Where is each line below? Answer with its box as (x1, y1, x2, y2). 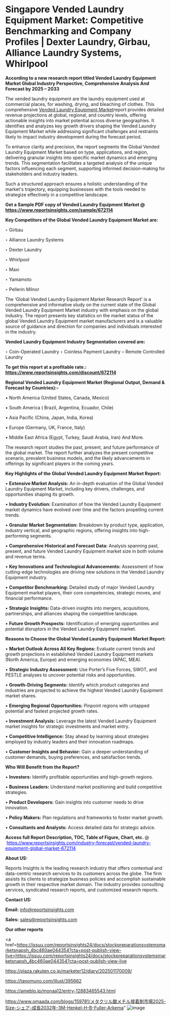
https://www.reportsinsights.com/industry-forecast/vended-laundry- (6, 840, 151, 846)
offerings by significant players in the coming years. (5, 460, 115, 467)
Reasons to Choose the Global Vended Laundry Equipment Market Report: (5, 635, 166, 642)
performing (5, 533, 29, 539)
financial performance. (5, 595, 54, 601)
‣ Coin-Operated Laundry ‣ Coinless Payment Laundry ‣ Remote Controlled (5, 348, 165, 355)
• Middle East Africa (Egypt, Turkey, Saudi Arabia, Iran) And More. (5, 434, 144, 440)
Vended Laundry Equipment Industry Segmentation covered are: (5, 339, 145, 345)
